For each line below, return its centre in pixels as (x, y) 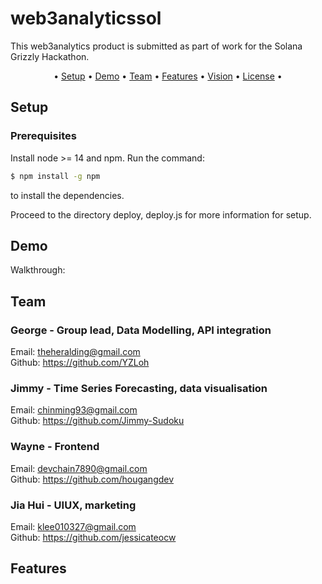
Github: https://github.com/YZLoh (80, 362)
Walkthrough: (38, 270)
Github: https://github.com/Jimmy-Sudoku (97, 421)
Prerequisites (43, 136)
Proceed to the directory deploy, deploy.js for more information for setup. (161, 214)
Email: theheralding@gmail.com (75, 351)
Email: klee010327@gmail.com (73, 526)
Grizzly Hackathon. (50, 56)
